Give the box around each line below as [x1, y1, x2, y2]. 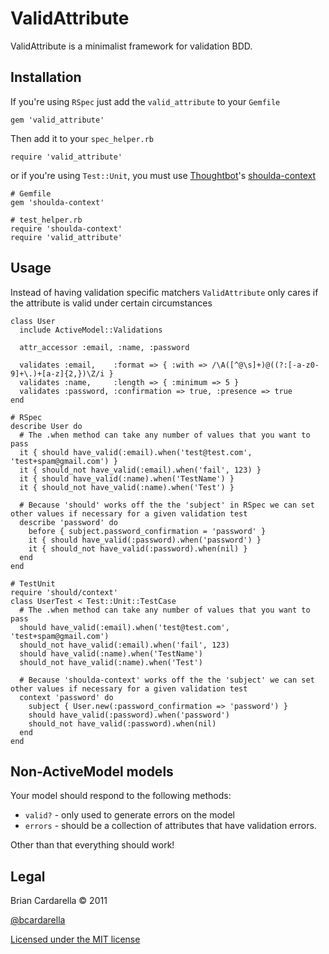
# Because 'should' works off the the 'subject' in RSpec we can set [19, 500, 315, 510]
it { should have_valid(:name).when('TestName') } [19, 473, 235, 484]
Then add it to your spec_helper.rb [10, 132, 155, 144]
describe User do [10, 421, 83, 431]
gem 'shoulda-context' [10, 197, 105, 207]
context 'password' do [19, 692, 114, 702]
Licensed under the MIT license [10, 933, 141, 946]
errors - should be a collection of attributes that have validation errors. [24, 820, 317, 832]
